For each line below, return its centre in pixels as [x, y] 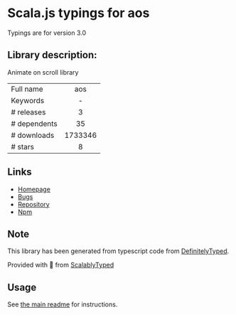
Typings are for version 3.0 [47, 33]
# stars [22, 146]
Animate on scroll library [43, 72]
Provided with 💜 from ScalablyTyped [61, 265]
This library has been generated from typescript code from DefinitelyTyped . [118, 251]
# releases [28, 112]
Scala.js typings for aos [79, 13]
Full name [27, 89]
